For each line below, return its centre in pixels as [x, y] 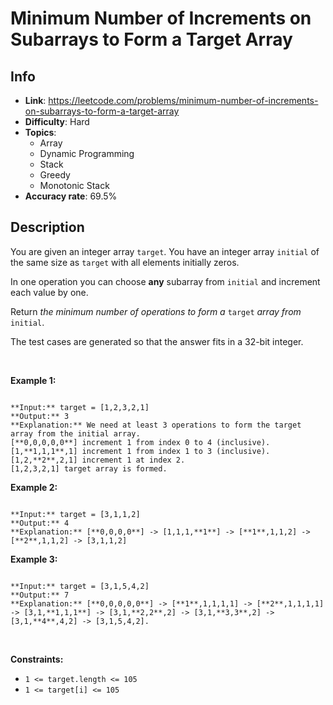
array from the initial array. [75, 433]
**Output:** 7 [40, 595]
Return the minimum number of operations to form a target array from [156, 311]
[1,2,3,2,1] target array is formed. [89, 468]
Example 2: [34, 487]
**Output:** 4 [40, 523]
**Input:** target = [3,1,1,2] [75, 514]
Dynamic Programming [87, 153]
